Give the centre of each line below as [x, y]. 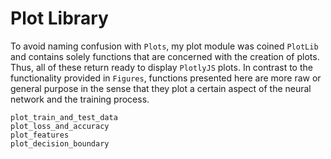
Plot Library [59, 18]
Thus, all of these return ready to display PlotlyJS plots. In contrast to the [161, 67]
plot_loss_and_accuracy [60, 126]
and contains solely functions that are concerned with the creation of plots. [165, 56]
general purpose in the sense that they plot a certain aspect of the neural [161, 88]
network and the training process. [80, 99]
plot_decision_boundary [60, 143]
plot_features [40, 135]
